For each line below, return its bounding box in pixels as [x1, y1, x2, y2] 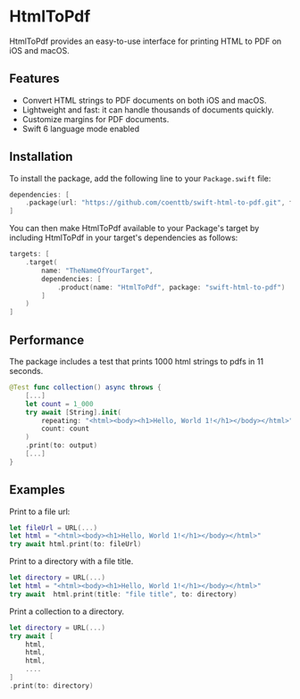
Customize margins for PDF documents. [21, 113, 170, 124]
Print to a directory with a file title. [9, 556, 134, 567]
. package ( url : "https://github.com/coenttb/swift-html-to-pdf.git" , [25, 198, 286, 207]
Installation [9, 149, 73, 164]
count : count [41, 424, 90, 434]
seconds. [9, 366, 44, 376]
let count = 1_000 [25, 399, 94, 408]
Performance [9, 332, 85, 347]
